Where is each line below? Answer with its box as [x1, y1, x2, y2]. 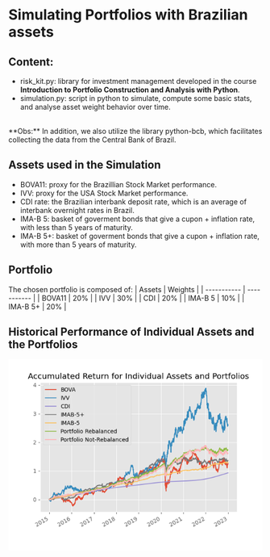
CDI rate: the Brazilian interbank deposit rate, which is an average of [19, 196, 247, 207]
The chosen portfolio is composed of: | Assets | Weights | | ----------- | [8, 284, 246, 294]
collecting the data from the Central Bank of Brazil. [8, 135, 177, 144]
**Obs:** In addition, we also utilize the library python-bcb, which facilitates [8, 127, 263, 136]
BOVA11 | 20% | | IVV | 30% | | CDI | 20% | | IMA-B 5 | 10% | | [41, 293, 245, 303]
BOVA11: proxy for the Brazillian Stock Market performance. [19, 179, 218, 189]
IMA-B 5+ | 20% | [8, 301, 67, 312]
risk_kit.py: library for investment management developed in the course [19, 77, 257, 86]
